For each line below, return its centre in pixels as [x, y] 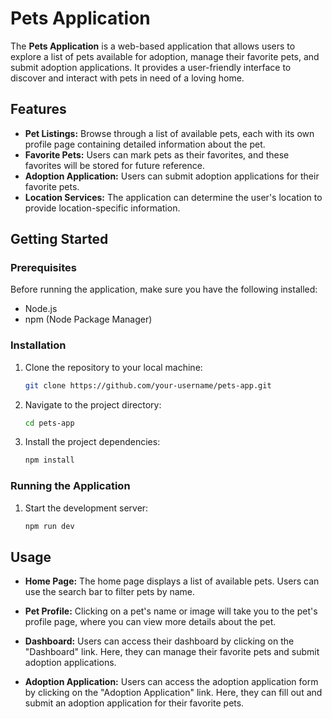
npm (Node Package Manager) [88, 319]
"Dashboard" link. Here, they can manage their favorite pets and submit [172, 652]
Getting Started [59, 239]
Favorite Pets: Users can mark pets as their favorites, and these [157, 154]
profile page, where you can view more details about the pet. [150, 622]
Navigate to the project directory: [93, 404]
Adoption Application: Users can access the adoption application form [171, 682]
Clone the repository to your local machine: [113, 367]
